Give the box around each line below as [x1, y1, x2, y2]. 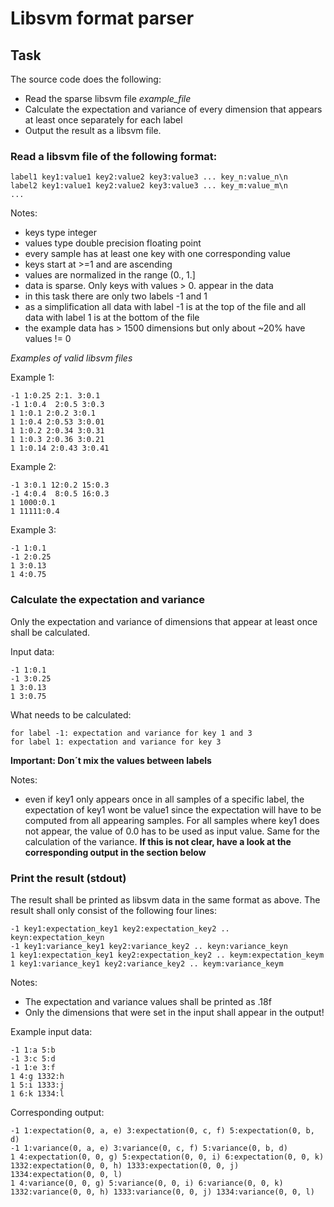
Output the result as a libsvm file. [24, 125, 162, 136]
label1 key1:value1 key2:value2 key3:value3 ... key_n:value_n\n [10, 172, 288, 182]
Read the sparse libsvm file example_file [24, 93, 192, 104]
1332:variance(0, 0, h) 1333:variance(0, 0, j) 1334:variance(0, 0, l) [10, 1187, 315, 1197]
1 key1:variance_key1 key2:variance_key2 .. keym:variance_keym [10, 958, 284, 969]
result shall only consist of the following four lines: [10, 904, 218, 916]
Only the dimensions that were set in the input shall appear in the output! [24, 1006, 325, 1018]
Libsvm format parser [10, 7, 195, 30]
